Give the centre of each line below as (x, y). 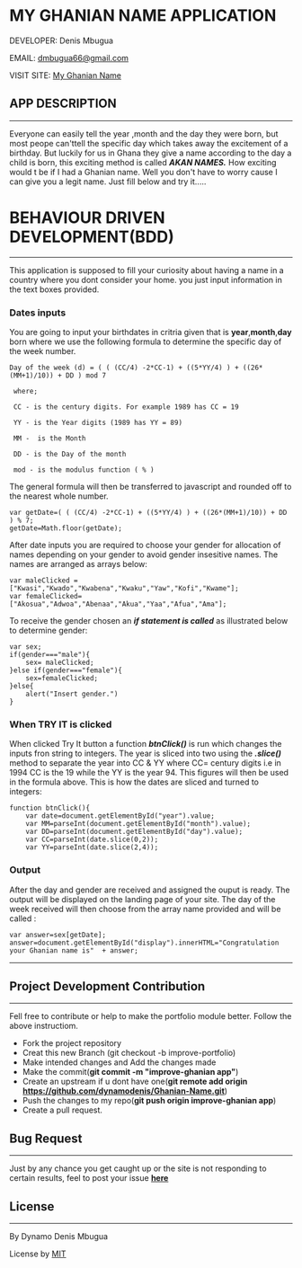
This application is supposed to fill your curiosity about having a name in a (147, 270)
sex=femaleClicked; (62, 678)
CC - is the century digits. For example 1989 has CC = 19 (126, 407)
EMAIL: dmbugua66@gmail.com (69, 58)
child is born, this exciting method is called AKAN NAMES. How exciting (143, 162)
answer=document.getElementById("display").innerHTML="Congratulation (144, 943)
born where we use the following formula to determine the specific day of (146, 341)
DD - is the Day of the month (70, 454)
